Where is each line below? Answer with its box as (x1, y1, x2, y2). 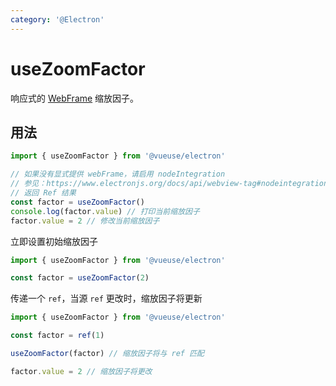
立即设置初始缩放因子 (10, 235, 98, 247)
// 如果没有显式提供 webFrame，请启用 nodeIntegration (10, 169, 226, 180)
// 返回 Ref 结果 (10, 188, 77, 198)
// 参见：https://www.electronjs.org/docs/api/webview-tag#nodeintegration (10, 179, 329, 189)
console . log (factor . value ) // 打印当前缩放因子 (10, 206, 200, 216)
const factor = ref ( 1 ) (10, 331, 105, 341)
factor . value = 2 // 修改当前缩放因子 (10, 216, 160, 226)
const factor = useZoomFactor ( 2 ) (10, 273, 150, 283)
